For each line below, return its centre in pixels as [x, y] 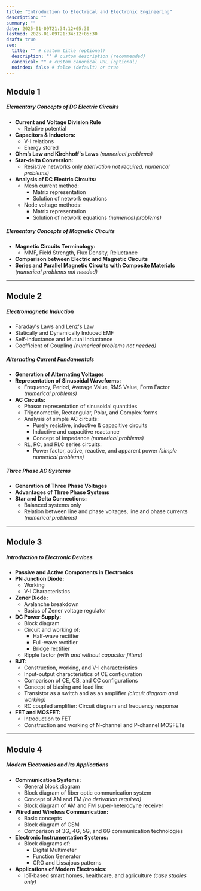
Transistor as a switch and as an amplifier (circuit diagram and [101, 693]
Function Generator [57, 856]
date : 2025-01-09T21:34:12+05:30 [48, 28]
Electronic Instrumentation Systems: [62, 837]
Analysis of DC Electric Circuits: [56, 179]
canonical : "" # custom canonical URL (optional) [74, 62]
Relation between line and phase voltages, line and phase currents [106, 511]
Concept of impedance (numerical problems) [88, 438]
